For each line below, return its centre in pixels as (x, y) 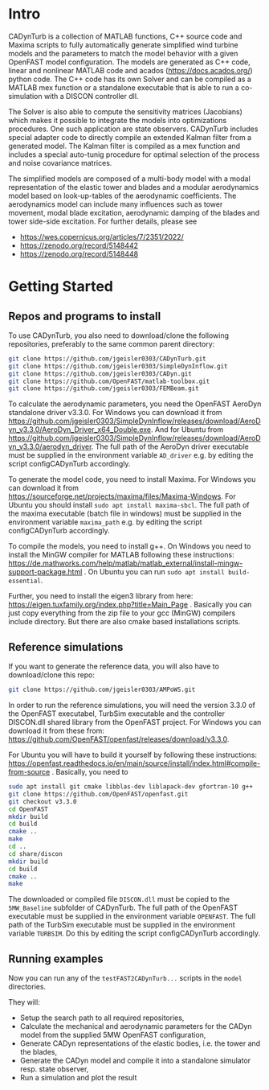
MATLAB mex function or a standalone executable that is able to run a (124, 87)
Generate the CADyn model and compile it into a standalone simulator (135, 1061)
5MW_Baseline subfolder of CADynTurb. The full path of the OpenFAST (123, 908)
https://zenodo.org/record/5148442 (79, 245)
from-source (29, 772)
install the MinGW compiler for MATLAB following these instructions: (121, 555)
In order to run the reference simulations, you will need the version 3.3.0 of (132, 705)
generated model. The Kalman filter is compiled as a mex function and (124, 146)
